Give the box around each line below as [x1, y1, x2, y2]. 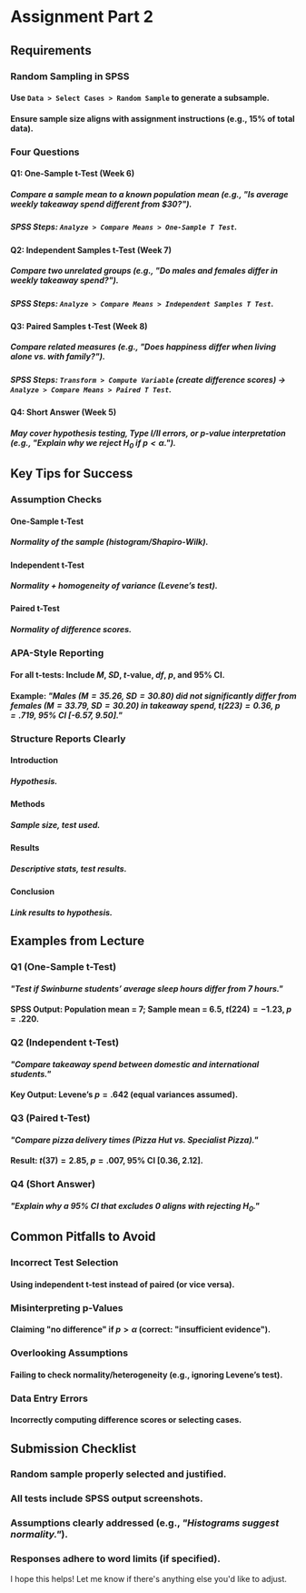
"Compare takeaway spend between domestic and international [10, 1058, 260, 1070]
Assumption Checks [10, 493, 103, 506]
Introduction [10, 755, 58, 766]
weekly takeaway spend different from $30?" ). [10, 198, 192, 209]
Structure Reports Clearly [10, 732, 126, 745]
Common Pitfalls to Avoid [10, 1229, 156, 1245]
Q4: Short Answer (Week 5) [10, 407, 117, 418]
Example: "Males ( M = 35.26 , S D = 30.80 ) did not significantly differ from [10, 690, 297, 701]
